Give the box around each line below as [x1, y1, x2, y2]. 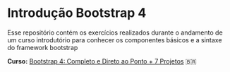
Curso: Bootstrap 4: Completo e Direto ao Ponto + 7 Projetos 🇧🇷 [7, 56, 197, 65]
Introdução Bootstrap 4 [7, 5, 147, 21]
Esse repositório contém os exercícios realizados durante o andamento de [7, 28, 224, 37]
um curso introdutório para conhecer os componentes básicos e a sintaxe [7, 35, 222, 44]
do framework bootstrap [7, 43, 78, 52]
